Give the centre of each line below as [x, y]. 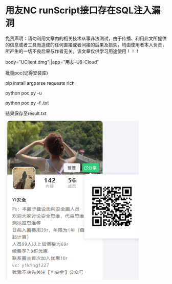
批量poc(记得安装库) [27, 73]
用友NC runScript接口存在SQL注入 [79, 10]
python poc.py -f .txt [27, 103]
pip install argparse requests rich [40, 83]
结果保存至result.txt [26, 113]
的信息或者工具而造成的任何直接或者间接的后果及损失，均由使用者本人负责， [86, 44]
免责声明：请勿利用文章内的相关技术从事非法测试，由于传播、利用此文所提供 [86, 38]
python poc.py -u [24, 93]
